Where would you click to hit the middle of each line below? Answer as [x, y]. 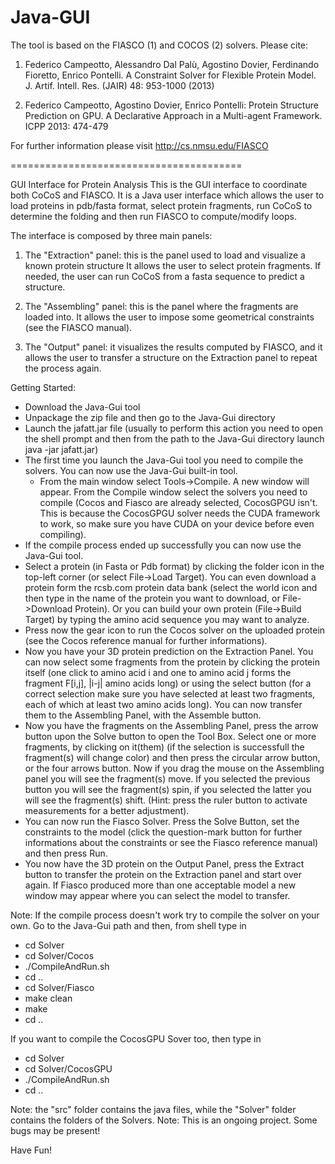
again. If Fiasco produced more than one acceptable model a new [160, 885]
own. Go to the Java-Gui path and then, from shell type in [128, 925]
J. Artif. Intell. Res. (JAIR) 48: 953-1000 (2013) [119, 85]
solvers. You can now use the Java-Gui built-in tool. [131, 470]
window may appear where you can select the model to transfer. [157, 895]
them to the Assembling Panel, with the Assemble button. [143, 715]
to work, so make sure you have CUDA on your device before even [177, 523]
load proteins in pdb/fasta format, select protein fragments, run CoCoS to [161, 205]
